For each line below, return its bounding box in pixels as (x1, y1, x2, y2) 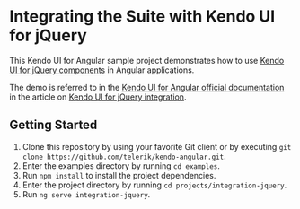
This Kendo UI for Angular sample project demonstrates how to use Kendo (9, 55, 285, 65)
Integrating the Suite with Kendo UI (9, 6, 276, 27)
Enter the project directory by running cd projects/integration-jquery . (22, 179, 287, 190)
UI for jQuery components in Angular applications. (9, 65, 195, 75)
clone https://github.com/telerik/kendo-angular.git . (22, 151, 226, 161)
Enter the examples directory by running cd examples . (22, 160, 220, 171)
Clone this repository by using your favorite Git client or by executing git (22, 141, 292, 152)
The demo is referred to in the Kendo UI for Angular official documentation (9, 82, 285, 92)
